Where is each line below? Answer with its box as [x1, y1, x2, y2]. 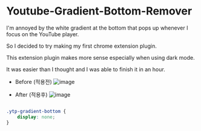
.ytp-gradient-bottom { [6, 108, 67, 114]
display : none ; [17, 113, 56, 120]
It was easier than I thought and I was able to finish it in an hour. [6, 65, 165, 73]
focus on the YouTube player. [6, 30, 79, 37]
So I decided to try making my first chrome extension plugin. [6, 42, 157, 50]
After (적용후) [15, 91, 48, 98]
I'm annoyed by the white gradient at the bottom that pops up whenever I [6, 24, 188, 31]
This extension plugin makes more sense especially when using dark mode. [6, 54, 195, 61]
